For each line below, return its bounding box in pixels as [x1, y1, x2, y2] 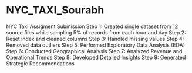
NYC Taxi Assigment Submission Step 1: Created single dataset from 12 [6, 23, 178, 30]
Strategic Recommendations [6, 60, 75, 67]
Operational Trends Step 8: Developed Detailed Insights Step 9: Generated [6, 54, 186, 61]
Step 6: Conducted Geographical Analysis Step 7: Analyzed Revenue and [6, 47, 183, 54]
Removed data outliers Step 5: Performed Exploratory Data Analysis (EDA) [6, 41, 186, 48]
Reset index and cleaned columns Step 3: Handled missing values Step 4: [6, 35, 184, 42]
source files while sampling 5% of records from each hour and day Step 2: [6, 29, 186, 36]
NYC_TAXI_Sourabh [6, 4, 105, 17]
